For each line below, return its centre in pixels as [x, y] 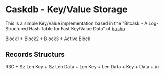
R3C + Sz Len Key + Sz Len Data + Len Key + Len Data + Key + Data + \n [82, 66]
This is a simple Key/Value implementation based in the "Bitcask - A [76, 23]
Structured [17, 28]
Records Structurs [35, 54]
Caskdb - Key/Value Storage [66, 9]
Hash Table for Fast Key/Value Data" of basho [77, 28]
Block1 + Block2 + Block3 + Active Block [48, 39]
